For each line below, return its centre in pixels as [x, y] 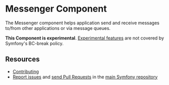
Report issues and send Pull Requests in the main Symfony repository [85, 77]
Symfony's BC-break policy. [34, 43]
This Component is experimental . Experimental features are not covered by [85, 38]
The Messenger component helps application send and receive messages [82, 23]
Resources [23, 59]
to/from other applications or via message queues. [58, 28]
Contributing [26, 71]
